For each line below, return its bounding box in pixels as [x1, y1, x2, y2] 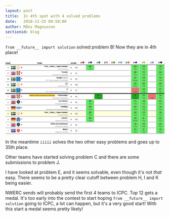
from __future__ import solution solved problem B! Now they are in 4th [5, 44, 157, 50]
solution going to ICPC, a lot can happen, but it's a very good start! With [5, 200, 157, 207]
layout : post [5, 8, 33, 13]
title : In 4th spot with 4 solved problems [5, 13, 101, 19]
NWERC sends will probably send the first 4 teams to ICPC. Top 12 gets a [5, 190, 158, 196]
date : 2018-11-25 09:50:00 [5, 19, 67, 24]
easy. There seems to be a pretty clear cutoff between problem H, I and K [5, 175, 159, 181]
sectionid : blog [5, 29, 39, 35]
